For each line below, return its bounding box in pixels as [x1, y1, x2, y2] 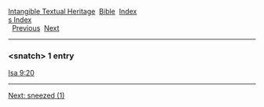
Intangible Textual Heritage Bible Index [8, 7, 137, 16]
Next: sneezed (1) [8, 90, 65, 101]
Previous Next [11, 24, 60, 32]
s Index [8, 15, 32, 24]
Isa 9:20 [8, 68, 35, 78]
